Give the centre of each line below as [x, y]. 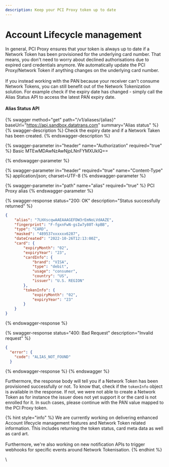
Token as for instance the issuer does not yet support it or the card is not [81, 397]
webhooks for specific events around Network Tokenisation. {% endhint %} [84, 449]
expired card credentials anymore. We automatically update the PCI [75, 65]
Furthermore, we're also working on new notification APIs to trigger [75, 444]
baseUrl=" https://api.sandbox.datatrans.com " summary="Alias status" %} [82, 125]
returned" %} [19, 206]
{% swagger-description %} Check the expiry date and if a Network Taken [83, 130]
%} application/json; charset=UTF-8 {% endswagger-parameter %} [76, 176]
